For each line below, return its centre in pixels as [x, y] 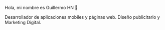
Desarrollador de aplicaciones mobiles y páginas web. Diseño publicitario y [82, 17]
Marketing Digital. [23, 22]
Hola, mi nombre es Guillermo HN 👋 [41, 8]
